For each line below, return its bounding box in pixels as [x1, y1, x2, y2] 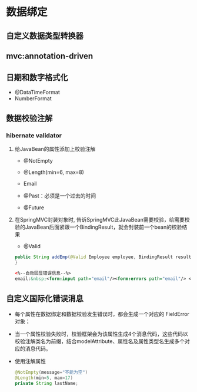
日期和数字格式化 [6, 73, 68, 83]
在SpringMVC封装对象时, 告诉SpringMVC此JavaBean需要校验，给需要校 [14, 216, 190, 223]
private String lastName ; [14, 380, 78, 386]
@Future [23, 204, 45, 211]
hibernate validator [6, 131, 62, 140]
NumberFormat [14, 95, 52, 102]
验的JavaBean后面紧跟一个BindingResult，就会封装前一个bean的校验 [14, 223, 182, 230]
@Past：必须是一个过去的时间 [23, 192, 96, 199]
